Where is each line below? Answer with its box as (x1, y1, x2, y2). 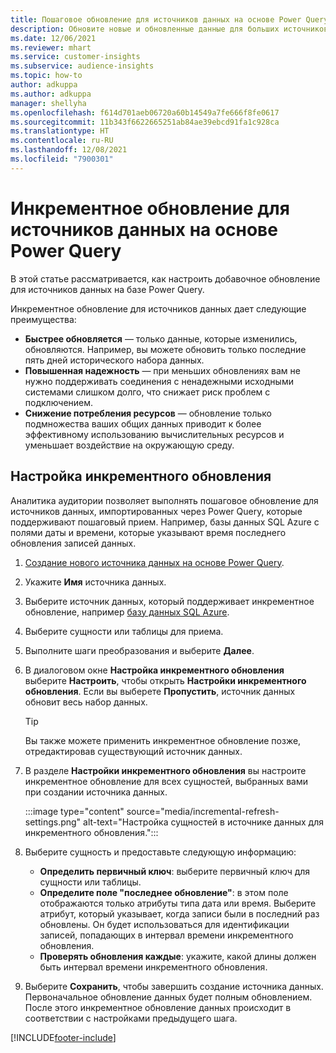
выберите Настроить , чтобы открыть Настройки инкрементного (24, 674, 307, 686)
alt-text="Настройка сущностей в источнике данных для (83, 816, 324, 828)
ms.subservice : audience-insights (10, 61, 155, 71)
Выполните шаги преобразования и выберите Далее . (24, 644, 255, 656)
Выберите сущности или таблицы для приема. (24, 625, 224, 637)
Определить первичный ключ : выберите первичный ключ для (39, 865, 311, 877)
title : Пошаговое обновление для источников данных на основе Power (10, 14, 302, 25)
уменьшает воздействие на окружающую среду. (24, 439, 235, 451)
